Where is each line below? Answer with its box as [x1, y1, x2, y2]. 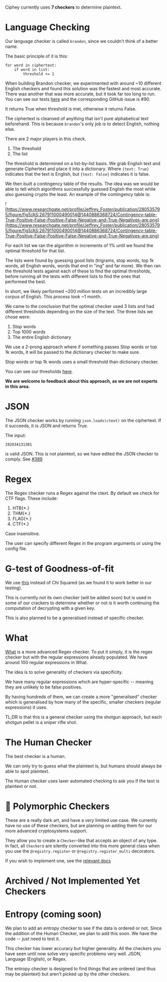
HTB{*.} [12, 505, 30, 511]
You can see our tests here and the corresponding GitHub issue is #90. [5, 96, 151, 102]
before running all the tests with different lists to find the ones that [5, 273, 141, 279]
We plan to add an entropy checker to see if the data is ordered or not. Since [5, 925, 162, 931]
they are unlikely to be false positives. [5, 684, 83, 690]
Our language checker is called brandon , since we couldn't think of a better [5, 38, 158, 44]
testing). [5, 585, 22, 591]
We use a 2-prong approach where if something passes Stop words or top [5, 344, 158, 350]
